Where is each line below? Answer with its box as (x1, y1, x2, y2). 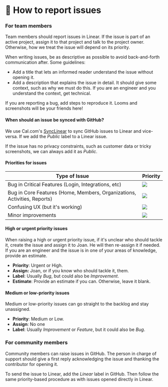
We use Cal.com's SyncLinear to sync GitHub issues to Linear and (5, 128, 141, 134)
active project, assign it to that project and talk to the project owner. (5, 39, 144, 45)
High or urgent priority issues (5, 225, 68, 232)
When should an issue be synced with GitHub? (5, 117, 104, 123)
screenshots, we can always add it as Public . (5, 148, 97, 154)
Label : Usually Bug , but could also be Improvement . (12, 273, 119, 279)
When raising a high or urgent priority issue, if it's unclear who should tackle (5, 237, 162, 243)
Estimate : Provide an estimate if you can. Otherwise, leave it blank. (12, 278, 151, 284)
